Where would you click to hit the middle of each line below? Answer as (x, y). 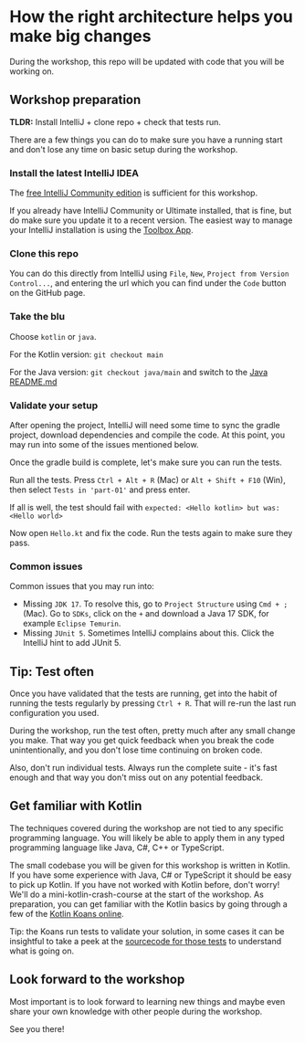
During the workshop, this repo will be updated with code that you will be (147, 61)
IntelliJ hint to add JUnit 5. (72, 643)
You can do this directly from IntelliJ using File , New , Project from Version (149, 274)
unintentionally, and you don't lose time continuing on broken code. (136, 750)
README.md (33, 382)
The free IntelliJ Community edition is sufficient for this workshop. (134, 193)
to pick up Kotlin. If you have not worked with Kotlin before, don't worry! (145, 884)
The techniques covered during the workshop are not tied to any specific (147, 827)
